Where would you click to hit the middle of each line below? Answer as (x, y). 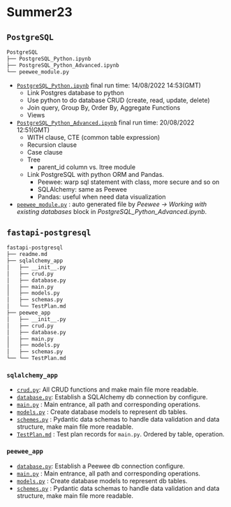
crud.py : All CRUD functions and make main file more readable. (107, 390)
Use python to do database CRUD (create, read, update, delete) (118, 100)
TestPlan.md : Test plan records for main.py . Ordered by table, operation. (120, 434)
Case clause (45, 152)
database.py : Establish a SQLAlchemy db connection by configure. (112, 397)
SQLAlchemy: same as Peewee (82, 189)
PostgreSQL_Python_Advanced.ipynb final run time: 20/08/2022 (105, 122)
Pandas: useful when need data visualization (102, 197)
